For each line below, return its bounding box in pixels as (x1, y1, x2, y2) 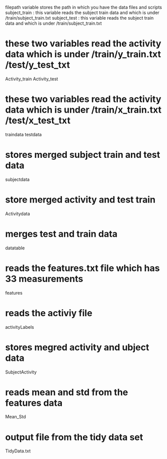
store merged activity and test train (5, 194, 156, 205)
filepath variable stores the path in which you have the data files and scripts (5, 5, 162, 10)
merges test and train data (5, 228, 118, 239)
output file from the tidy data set (5, 431, 143, 443)
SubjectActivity (5, 369, 37, 375)
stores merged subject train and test (5, 149, 160, 160)
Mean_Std (5, 414, 26, 420)
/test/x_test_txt (5, 115, 70, 126)
